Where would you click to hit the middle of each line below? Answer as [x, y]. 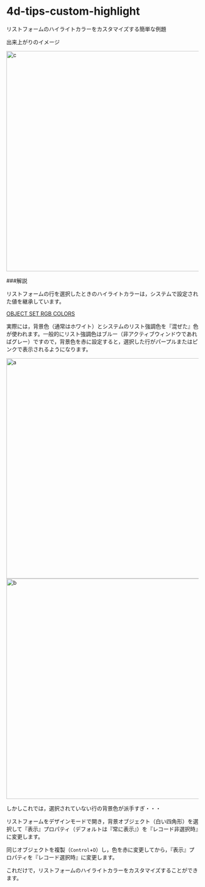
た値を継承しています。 [36, 301]
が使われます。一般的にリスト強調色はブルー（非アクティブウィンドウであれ [102, 334]
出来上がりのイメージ [33, 42]
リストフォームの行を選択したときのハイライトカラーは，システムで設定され [102, 294]
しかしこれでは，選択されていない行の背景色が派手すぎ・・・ [84, 808]
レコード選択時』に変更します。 [78, 857]
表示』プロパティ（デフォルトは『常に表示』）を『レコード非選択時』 [113, 829]
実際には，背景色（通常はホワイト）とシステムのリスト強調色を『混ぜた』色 [103, 326]
